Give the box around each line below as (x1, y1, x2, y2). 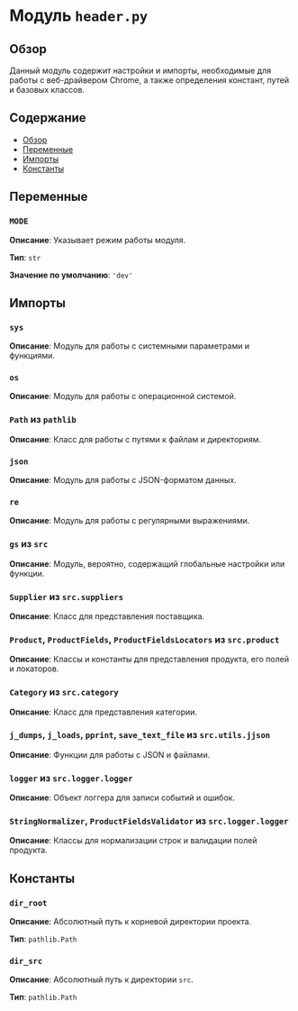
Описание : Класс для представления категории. (9, 706, 198, 717)
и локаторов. (9, 663, 59, 674)
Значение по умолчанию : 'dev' (9, 269, 133, 280)
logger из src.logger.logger (9, 771, 133, 784)
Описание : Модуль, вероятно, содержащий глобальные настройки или (9, 558, 285, 569)
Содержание (9, 110, 87, 126)
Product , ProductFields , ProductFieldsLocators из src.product (9, 633, 280, 645)
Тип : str (9, 251, 41, 262)
